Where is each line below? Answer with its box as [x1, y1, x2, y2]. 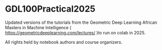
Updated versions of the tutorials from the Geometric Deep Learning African [5, 19, 158, 25]
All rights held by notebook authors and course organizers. [5, 39, 123, 45]
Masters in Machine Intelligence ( [5, 24, 72, 30]
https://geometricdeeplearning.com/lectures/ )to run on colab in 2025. [5, 30, 146, 35]
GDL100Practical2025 [5, 3, 96, 15]
